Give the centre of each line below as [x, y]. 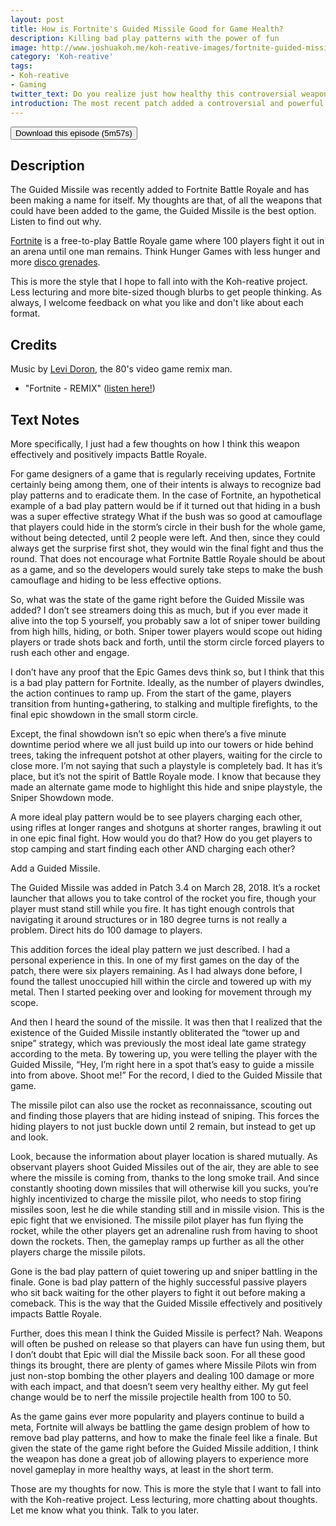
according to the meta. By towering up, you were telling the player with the [164, 1053]
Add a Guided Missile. [55, 868]
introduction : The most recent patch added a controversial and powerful [167, 103]
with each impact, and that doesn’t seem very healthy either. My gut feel [159, 1386]
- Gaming [28, 85]
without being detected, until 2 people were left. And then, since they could [165, 537]
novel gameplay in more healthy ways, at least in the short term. [142, 1469]
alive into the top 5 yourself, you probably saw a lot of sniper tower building [165, 620]
